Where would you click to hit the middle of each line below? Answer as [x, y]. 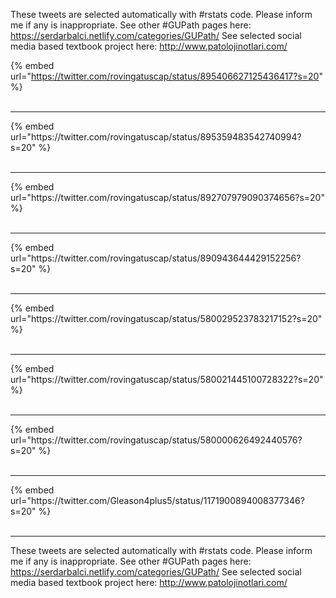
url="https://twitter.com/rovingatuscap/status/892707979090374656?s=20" [167, 197]
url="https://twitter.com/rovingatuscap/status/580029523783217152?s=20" [166, 318]
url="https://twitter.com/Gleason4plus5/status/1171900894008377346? [157, 500]
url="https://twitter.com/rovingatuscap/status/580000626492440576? [156, 440]
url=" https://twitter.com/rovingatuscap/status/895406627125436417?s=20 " [166, 76]
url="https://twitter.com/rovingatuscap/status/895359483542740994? [156, 137]
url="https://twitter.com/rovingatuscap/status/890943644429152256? [156, 258]
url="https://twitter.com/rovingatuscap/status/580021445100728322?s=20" [167, 379]
